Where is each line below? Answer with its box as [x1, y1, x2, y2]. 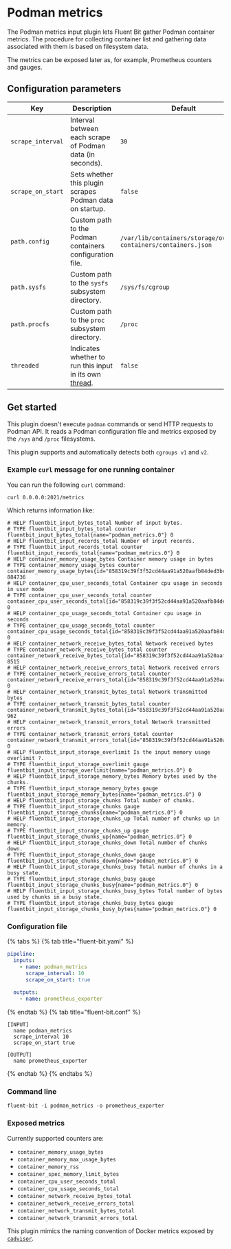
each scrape [69, 132, 111, 142]
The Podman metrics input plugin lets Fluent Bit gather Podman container [7, 28, 215, 36]
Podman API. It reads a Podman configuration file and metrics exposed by [7, 427, 217, 435]
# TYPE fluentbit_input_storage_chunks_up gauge [7, 827, 149, 834]
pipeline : [7, 950, 36, 958]
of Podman [69, 141, 106, 150]
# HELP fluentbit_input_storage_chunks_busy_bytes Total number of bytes [7, 888, 223, 895]
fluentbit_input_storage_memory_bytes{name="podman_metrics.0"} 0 [7, 791, 201, 798]
